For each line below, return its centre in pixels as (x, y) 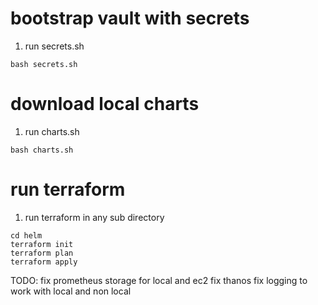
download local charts (105, 104)
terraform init (42, 244)
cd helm (26, 235)
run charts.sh (52, 131)
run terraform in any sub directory (94, 217)
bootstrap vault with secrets (130, 18)
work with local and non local (71, 291)
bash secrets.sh (44, 64)
